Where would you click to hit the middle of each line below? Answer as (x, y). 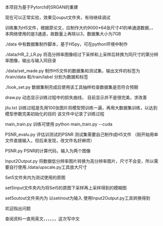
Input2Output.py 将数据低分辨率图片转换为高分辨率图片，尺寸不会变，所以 (80, 161)
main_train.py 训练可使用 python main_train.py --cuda (59, 124)
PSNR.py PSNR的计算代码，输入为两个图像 (48, 151)
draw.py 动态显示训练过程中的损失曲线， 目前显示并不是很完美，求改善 (76, 97)
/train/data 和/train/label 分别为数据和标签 (47, 77)
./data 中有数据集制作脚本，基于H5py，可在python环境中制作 (66, 44)
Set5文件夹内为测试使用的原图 (35, 178)
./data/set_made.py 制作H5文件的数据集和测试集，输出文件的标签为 (72, 71)
